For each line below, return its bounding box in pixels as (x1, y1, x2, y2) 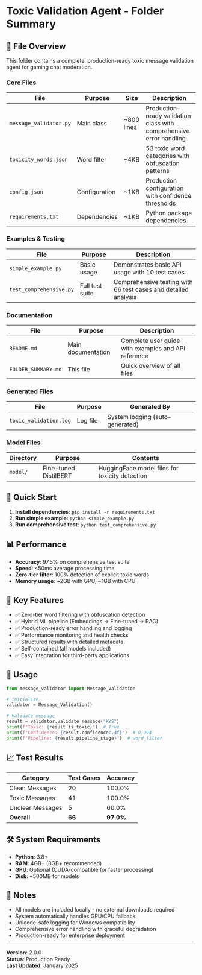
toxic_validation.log (9, 417, 71, 424)
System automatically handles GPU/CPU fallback (14, 912, 136, 920)
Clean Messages (9, 784, 57, 792)
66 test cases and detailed (113, 285, 189, 294)
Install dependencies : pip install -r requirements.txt (14, 508, 155, 516)
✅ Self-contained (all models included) (14, 645, 111, 652)
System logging (107, 413, 151, 421)
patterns (145, 167, 170, 175)
